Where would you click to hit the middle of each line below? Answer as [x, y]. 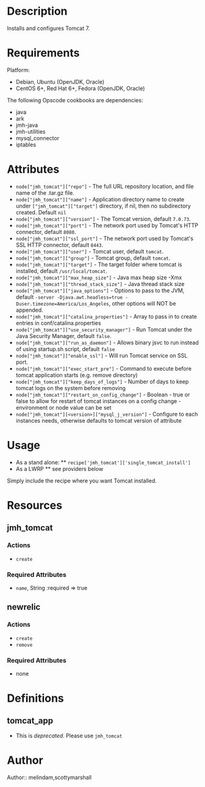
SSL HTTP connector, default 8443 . [59, 245]
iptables [26, 145]
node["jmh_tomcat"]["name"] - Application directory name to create [100, 199]
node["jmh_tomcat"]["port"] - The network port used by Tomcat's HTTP [107, 225]
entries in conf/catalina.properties [58, 323]
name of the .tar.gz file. [45, 193]
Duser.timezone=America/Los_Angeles [62, 304]
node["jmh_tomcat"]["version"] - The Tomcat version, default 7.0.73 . [103, 219]
